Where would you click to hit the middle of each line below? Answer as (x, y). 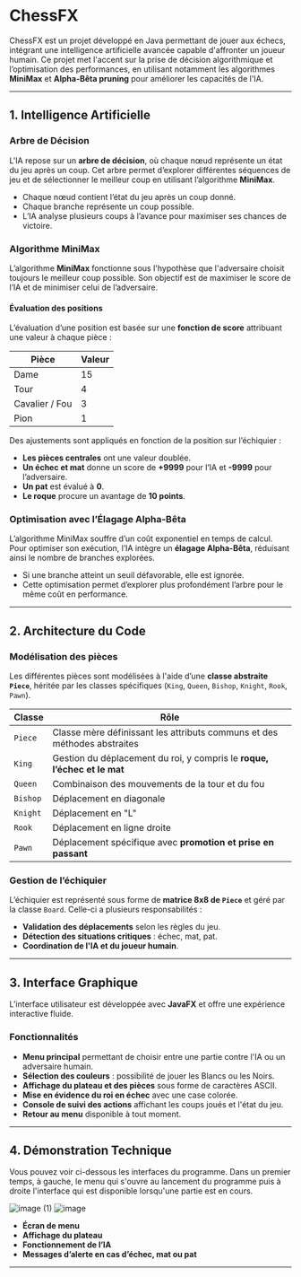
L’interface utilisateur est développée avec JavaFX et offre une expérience (147, 1004)
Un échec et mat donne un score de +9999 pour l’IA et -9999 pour (147, 468)
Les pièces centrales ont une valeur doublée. (106, 458)
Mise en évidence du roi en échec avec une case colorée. (130, 1095)
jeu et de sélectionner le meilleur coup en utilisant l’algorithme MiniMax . (142, 179)
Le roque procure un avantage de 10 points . (104, 496)
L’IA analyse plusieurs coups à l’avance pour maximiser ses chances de (154, 215)
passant (70, 853)
